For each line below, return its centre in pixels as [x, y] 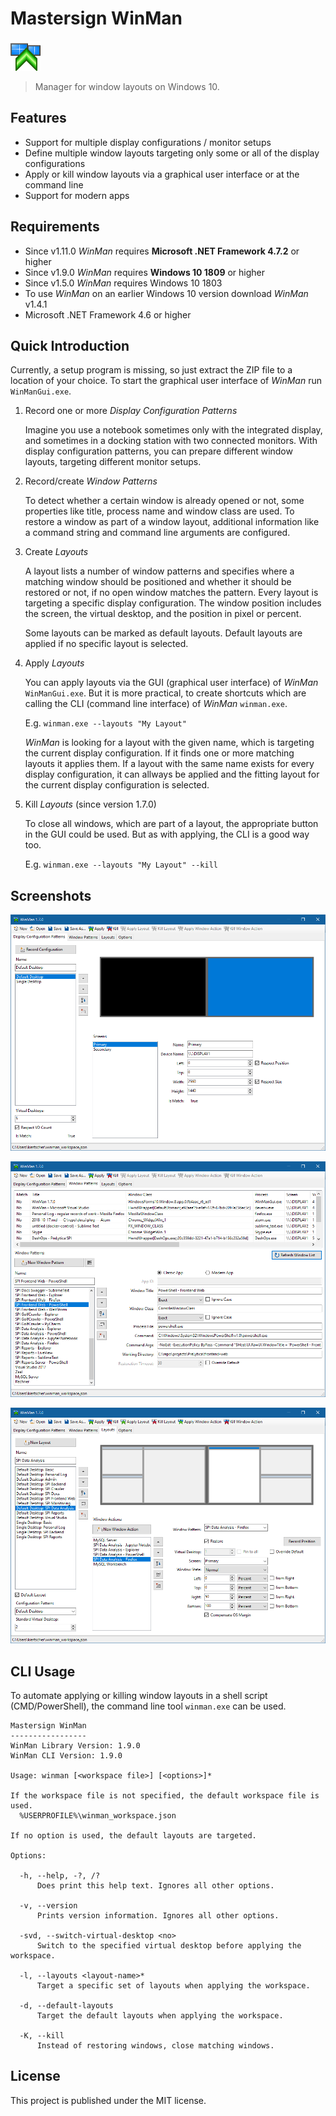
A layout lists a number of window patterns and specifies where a [159, 571]
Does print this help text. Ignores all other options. [155, 1886]
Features [38, 118]
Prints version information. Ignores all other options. [158, 1916]
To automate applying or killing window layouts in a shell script [139, 1696]
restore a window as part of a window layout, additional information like [172, 522]
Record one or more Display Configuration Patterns [131, 411]
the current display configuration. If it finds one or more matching [159, 753]
